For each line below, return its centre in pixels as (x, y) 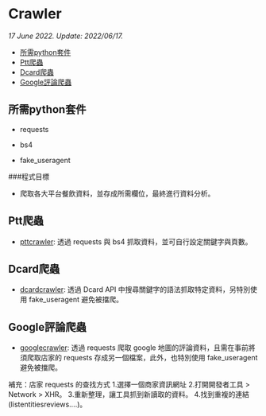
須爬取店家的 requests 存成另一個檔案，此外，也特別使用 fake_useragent (139, 358)
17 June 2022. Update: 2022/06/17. (66, 36)
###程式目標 (29, 177)
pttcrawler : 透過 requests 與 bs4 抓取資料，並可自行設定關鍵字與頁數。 (136, 241)
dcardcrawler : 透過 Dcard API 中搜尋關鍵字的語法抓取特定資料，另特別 (135, 290)
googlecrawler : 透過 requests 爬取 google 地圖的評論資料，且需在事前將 (137, 348)
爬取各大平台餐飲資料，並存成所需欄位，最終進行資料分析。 (117, 193)
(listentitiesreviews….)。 (48, 404)
